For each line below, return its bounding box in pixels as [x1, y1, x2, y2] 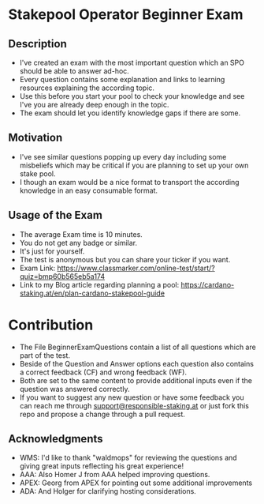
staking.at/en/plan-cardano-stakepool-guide [19, 288, 165, 298]
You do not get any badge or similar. [19, 238, 138, 247]
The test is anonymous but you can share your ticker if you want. [19, 254, 231, 264]
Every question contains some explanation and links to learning [19, 75, 225, 84]
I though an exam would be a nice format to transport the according [19, 177, 240, 186]
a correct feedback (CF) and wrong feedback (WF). [19, 367, 188, 377]
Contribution [8, 316, 94, 333]
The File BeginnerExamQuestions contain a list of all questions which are [19, 342, 256, 352]
